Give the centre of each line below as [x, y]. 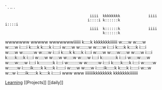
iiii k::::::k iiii [123, 29]
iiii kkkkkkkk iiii [123, 16]
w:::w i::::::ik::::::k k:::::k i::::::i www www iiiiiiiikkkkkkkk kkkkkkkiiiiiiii [72, 73]
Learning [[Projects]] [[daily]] [34, 82]
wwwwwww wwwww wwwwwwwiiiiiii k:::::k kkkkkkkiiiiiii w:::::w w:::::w [76, 42]
